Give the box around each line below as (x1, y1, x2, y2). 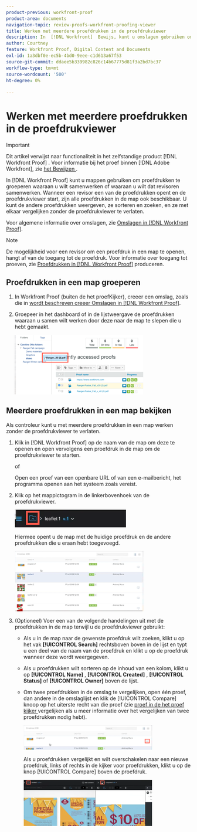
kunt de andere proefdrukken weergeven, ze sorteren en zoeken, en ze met (6, 202, 189, 209)
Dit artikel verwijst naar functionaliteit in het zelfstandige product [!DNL (6, 153, 178, 160)
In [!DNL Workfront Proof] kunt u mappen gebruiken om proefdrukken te (6, 176, 181, 184)
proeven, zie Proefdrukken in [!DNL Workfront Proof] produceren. (6, 261, 164, 268)
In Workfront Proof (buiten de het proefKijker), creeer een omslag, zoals (14, 293, 189, 300)
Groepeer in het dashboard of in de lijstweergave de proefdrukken (14, 311, 175, 318)
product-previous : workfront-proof (6, 9, 93, 15)
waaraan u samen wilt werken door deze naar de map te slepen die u (14, 317, 182, 324)
